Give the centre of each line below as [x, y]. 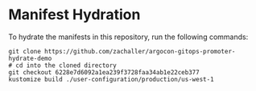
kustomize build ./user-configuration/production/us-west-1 [111, 79]
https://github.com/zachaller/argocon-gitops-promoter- [140, 51]
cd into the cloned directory [66, 65]
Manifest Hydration [74, 15]
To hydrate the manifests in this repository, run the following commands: [128, 37]
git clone [25, 51]
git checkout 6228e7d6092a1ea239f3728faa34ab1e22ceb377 [104, 72]
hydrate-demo [30, 58]
